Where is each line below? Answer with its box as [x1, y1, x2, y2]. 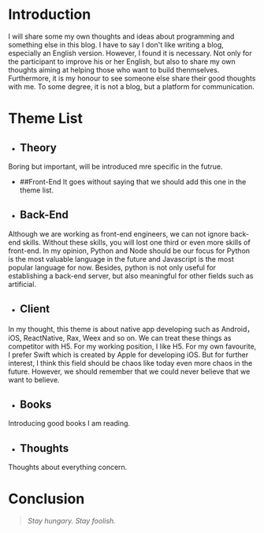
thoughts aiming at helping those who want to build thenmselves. [8, 65, 220, 74]
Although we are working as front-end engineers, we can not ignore [8, 229, 229, 238]
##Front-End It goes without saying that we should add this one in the [19, 177, 247, 186]
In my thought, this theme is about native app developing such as [8, 324, 220, 334]
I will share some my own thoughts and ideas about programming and [8, 32, 235, 41]
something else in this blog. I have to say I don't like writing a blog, [8, 39, 225, 49]
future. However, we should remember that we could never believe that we [8, 367, 251, 376]
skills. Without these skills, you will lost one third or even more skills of [22, 237, 251, 247]
